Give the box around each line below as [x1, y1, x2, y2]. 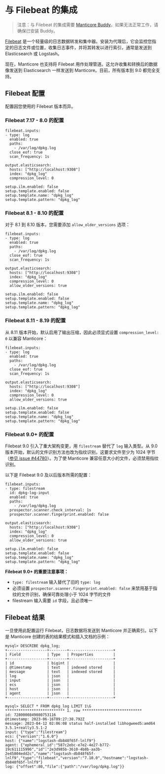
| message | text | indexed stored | [5, 669, 116, 674]
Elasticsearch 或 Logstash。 [5, 50, 63, 57]
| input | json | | [5, 678, 116, 683]
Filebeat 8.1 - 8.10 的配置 [5, 209, 64, 216]
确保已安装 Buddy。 [17, 28, 58, 34]
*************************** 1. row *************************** [5, 708, 142, 713]
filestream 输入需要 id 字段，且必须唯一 [12, 597, 93, 604]
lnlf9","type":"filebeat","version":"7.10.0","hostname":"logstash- [5, 755, 149, 760]
